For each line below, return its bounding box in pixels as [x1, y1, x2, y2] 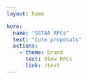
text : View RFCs [24, 55, 73, 63]
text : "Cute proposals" [13, 36, 82, 43]
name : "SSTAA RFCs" [13, 29, 70, 36]
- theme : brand [19, 49, 64, 56]
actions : [13, 43, 38, 50]
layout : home [6, 10, 45, 18]
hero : [6, 22, 22, 30]
